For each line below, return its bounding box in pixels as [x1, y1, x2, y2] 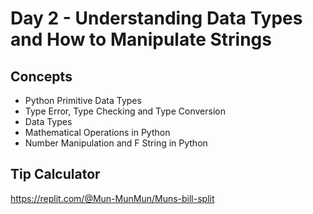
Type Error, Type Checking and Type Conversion [24, 105, 226, 117]
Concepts [10, 68, 73, 85]
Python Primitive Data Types [24, 95, 142, 106]
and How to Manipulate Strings [10, 28, 272, 51]
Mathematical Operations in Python [24, 127, 171, 138]
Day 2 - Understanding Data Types [10, 7, 303, 30]
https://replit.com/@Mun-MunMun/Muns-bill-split [10, 192, 215, 204]
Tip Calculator [10, 166, 101, 183]
